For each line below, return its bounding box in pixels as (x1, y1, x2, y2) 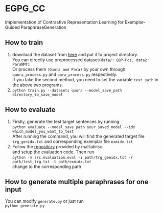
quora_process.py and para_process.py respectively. (12, 71, 117, 77)
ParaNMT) (12, 62, 30, 67)
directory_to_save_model (12, 92, 63, 97)
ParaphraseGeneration (21, 24, 67, 30)
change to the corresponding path (12, 164, 82, 169)
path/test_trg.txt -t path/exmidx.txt (12, 159, 92, 164)
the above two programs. (12, 82, 63, 88)
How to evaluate (5, 106, 56, 114)
